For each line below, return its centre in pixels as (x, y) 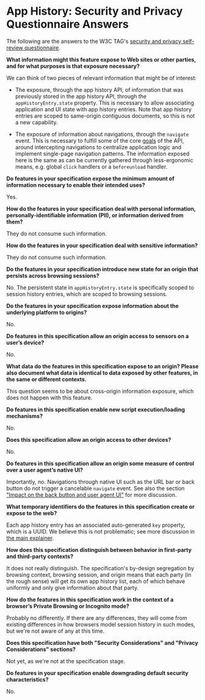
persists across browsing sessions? (53, 275)
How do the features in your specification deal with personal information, (101, 209)
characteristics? (27, 679)
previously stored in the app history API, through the (81, 96)
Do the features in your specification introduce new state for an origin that (102, 269)
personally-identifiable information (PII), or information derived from (95, 215)
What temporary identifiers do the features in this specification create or (101, 507)
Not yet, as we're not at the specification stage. (66, 661)
